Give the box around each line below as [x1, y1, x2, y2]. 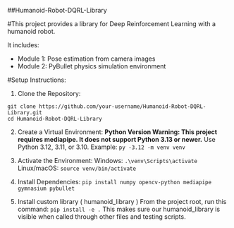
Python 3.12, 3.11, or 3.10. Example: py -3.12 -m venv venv [17, 143, 185, 151]
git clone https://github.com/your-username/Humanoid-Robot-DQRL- [7, 103, 207, 110]
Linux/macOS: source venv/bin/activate [17, 164, 136, 172]
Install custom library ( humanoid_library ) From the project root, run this [17, 198, 227, 205]
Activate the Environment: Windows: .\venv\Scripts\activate [17, 157, 197, 164]
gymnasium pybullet [17, 185, 75, 192]
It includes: [7, 41, 39, 49]
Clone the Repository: [17, 90, 81, 97]
